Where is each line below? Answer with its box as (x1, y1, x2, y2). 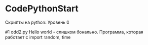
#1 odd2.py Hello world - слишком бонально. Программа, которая (5, 29, 144, 35)
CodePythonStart (5, 3, 79, 14)
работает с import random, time (5, 34, 71, 40)
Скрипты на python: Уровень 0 (5, 19, 70, 25)
